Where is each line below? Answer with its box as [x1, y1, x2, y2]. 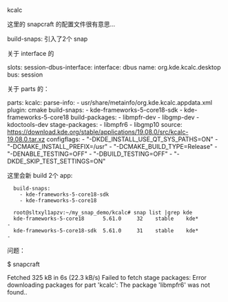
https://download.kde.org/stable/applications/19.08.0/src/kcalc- [7, 128, 189, 136]
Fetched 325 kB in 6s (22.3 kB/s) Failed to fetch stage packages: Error [7, 274, 207, 281]
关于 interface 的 [7, 50, 54, 57]
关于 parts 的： [7, 85, 50, 92]
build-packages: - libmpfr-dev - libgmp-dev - [70, 113, 200, 121]
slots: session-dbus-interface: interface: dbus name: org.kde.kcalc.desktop [7, 63, 221, 71]
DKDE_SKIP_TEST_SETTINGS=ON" [7, 157, 106, 165]
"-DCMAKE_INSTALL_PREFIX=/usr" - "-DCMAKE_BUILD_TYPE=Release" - [7, 143, 218, 150]
